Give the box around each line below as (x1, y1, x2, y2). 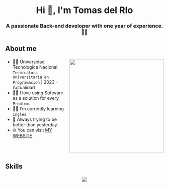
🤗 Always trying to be (12, 116, 57, 122)
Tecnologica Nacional (12, 64, 58, 70)
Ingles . (12, 111, 28, 117)
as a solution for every (12, 95, 59, 101)
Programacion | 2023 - (12, 79, 58, 85)
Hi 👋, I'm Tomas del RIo (36, 5, 133, 16)
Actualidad (12, 84, 35, 90)
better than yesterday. (12, 121, 59, 127)
